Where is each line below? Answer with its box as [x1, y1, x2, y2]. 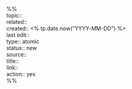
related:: [6, 18, 28, 25]
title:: [6, 58, 20, 64]
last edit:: [6, 31, 29, 39]
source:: [6, 51, 28, 58]
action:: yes [6, 71, 35, 77]
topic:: [6, 12, 23, 19]
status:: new [6, 44, 37, 52]
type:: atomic [6, 38, 40, 45]
